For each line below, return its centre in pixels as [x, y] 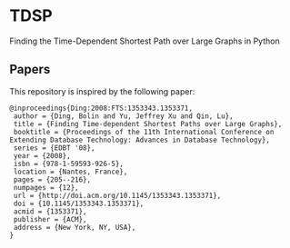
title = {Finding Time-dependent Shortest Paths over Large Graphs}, [148, 124]
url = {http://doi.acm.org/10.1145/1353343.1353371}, [117, 195]
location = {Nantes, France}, [70, 172]
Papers [30, 69]
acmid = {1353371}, [50, 211]
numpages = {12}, [46, 187]
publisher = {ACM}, [50, 219]
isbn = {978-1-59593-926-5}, [69, 164]
